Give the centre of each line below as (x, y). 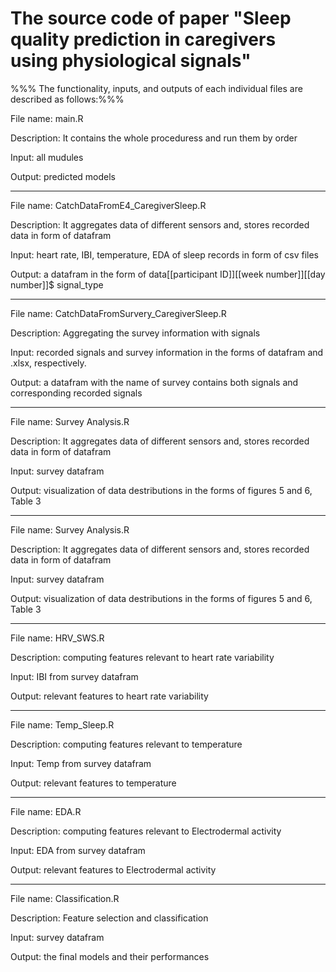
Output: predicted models (63, 176)
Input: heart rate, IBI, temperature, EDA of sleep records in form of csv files (164, 254)
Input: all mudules (47, 157)
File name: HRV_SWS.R (57, 638)
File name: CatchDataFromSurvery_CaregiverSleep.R (118, 313)
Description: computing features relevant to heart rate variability (142, 657)
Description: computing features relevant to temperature (126, 744)
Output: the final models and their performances (110, 956)
